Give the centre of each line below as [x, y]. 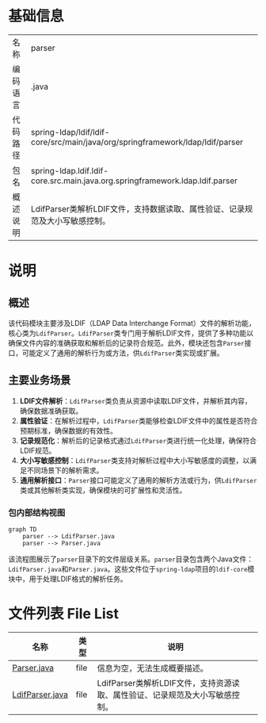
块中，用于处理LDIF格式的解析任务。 [68, 579]
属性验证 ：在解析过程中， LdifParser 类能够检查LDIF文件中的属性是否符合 [139, 420]
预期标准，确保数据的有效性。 [68, 430]
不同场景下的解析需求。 [65, 470]
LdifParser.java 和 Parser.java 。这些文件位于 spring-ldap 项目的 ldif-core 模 [131, 569]
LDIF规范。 [38, 450]
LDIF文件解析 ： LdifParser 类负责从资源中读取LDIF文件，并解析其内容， [135, 400]
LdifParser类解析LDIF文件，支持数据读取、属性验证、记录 [138, 208]
